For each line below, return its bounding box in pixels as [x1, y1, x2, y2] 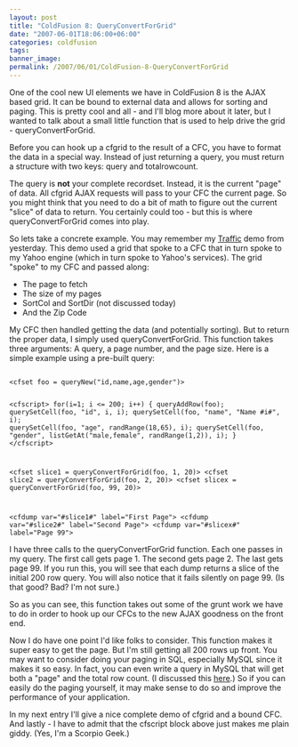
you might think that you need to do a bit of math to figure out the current [9, 197, 278, 207]
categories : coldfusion [9, 37, 98, 47]
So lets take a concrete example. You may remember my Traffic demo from [9, 233, 285, 244]
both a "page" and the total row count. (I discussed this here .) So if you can [9, 673, 286, 684]
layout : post [9, 12, 58, 22]
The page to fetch [21, 278, 88, 289]
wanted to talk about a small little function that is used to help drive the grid [9, 115, 286, 125]
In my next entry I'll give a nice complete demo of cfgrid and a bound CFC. [9, 709, 283, 720]
